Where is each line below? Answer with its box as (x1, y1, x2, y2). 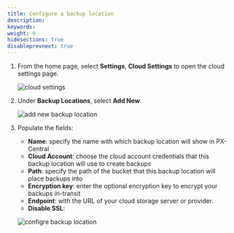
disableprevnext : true (7, 43, 73, 50)
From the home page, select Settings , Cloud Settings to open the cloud (17, 62, 225, 70)
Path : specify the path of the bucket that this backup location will (27, 167, 216, 175)
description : (7, 17, 45, 24)
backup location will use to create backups (27, 160, 152, 168)
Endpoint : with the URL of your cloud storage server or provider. (27, 197, 214, 205)
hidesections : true (7, 36, 64, 43)
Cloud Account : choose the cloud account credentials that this (27, 152, 210, 160)
